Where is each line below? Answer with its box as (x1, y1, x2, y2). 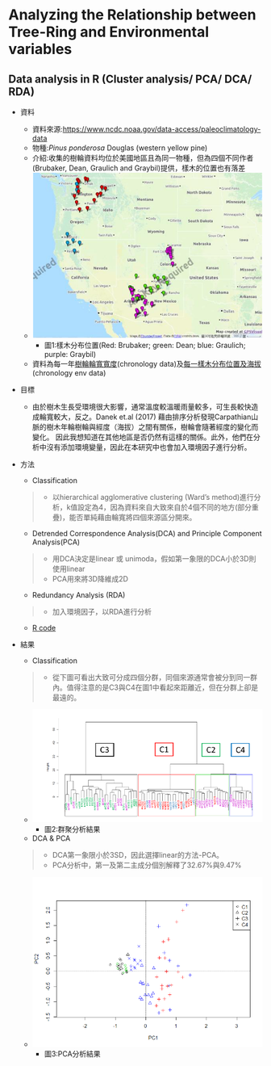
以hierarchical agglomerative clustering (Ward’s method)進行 (52, 492, 254, 502)
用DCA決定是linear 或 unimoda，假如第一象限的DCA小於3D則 (52, 553, 256, 563)
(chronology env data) (31, 367, 106, 377)
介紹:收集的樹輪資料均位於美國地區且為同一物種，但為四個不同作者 (31, 153, 254, 162)
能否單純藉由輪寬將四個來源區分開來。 (69, 512, 197, 522)
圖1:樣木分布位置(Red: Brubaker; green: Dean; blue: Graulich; (44, 340, 246, 350)
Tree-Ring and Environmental (8, 23, 210, 41)
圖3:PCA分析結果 (44, 1048, 101, 1059)
